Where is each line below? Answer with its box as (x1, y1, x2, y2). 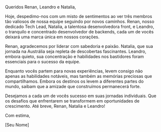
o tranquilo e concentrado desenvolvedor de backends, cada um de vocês (5, 29, 154, 34)
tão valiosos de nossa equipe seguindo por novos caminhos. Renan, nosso (5, 19, 154, 24)
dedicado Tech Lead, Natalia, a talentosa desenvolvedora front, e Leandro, (5, 24, 154, 29)
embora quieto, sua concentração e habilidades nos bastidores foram (5, 54, 144, 59)
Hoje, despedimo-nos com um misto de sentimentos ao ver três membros (5, 14, 152, 19)
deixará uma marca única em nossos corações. (5, 34, 100, 40)
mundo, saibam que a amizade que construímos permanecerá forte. (5, 84, 141, 89)
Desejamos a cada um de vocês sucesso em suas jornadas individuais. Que (5, 93, 157, 99)
